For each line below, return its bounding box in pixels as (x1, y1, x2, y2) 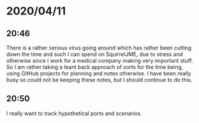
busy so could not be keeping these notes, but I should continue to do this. (6, 77, 192, 83)
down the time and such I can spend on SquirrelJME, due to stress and (6, 51, 183, 58)
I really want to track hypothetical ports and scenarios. (6, 110, 142, 117)
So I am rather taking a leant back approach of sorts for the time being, (6, 63, 183, 71)
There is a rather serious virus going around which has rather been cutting (6, 44, 192, 51)
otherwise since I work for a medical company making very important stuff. (6, 57, 194, 64)
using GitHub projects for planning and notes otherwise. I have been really (6, 70, 192, 77)
